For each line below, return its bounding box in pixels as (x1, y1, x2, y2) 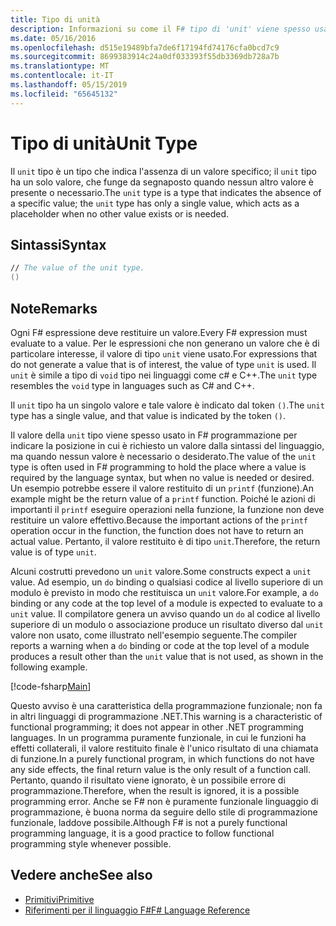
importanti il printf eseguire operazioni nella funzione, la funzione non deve (10, 503, 325, 515)
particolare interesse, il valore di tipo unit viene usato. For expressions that (10, 347, 318, 360)
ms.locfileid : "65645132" (10, 89, 118, 99)
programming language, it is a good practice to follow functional (10, 827, 275, 839)
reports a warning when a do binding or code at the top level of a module (10, 639, 310, 651)
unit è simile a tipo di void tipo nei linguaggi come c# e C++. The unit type (10, 369, 318, 381)
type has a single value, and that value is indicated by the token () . (10, 409, 287, 421)
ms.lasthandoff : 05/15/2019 (10, 80, 128, 90)
